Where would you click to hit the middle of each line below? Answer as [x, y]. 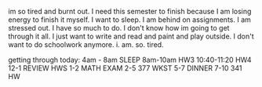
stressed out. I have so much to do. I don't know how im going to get [119, 28]
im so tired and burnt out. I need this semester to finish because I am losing [130, 11]
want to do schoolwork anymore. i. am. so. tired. [86, 45]
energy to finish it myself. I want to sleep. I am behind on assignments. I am [129, 20]
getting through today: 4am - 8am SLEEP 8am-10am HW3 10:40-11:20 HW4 [130, 60]
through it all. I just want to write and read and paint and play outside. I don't [131, 36]
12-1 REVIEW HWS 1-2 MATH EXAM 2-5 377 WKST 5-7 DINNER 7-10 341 [125, 68]
